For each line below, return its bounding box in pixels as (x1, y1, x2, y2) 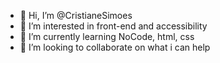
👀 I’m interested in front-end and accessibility (19, 20, 208, 32)
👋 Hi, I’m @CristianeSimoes (19, 10, 133, 21)
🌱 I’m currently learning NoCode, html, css (19, 31, 195, 42)
